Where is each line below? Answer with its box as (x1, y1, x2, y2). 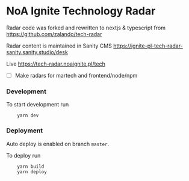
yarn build (17, 164, 45, 170)
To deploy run (6, 152, 41, 159)
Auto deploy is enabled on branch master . (6, 140, 110, 147)
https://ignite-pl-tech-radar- (113, 42, 184, 49)
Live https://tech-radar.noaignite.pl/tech (6, 60, 105, 67)
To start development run (6, 101, 69, 108)
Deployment (6, 126, 43, 135)
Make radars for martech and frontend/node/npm (14, 72, 138, 79)
